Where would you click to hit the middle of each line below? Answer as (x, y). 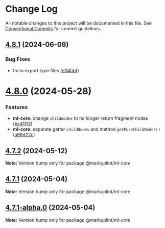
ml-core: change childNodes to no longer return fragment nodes (80, 118)
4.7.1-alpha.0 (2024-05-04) (50, 208)
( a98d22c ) (24, 135)
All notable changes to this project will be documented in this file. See (79, 23)
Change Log (31, 9)
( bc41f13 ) (22, 124)
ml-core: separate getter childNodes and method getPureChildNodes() (87, 129)
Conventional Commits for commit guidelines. (53, 28)
